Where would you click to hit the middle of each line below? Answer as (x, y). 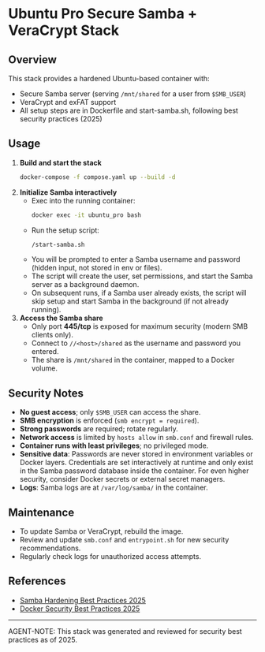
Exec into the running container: (83, 200)
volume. (44, 368)
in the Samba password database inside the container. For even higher (134, 471)
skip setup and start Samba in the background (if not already (130, 301)
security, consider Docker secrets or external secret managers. (122, 479)
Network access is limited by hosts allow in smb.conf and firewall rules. (136, 438)
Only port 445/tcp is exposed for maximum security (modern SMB (140, 326)
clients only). (52, 335)
